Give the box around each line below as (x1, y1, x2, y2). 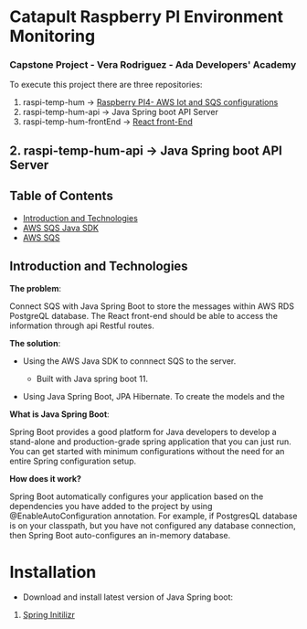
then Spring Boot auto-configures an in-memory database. (9, 529, 231, 540)
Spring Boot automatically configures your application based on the (9, 491, 264, 502)
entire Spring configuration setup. (9, 455, 137, 466)
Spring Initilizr (22, 610, 76, 621)
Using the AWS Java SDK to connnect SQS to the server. (22, 355, 237, 367)
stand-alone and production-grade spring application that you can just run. (9, 436, 292, 447)
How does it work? (9, 473, 82, 484)
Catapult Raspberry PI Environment (9, 6, 283, 27)
